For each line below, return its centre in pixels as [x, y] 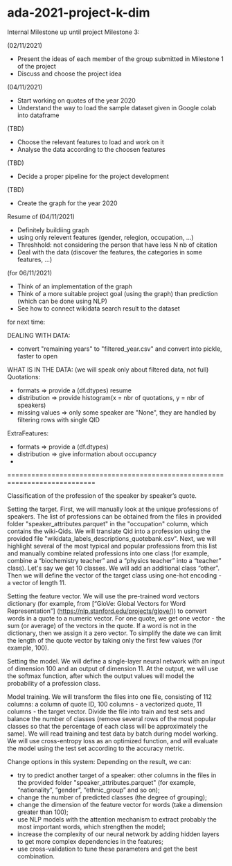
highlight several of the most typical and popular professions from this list [112, 546]
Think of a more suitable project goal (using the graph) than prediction [117, 293]
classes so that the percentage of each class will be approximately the [108, 726]
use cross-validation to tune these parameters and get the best [107, 849]
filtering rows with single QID [59, 419]
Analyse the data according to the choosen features [91, 149]
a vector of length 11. [37, 582]
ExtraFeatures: [28, 433]
